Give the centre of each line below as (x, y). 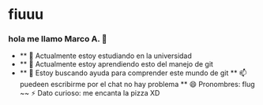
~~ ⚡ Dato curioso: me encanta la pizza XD (90, 93)
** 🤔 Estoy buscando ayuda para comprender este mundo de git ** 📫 (133, 73)
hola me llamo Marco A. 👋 (58, 39)
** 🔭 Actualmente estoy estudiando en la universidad (105, 56)
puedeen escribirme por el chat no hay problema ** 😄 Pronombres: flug (137, 85)
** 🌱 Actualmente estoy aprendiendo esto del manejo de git (116, 64)
